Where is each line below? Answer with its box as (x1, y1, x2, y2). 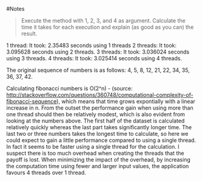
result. (21, 30, 38, 37)
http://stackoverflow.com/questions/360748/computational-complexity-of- (6, 91, 194, 98)
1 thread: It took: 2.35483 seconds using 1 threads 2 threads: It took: (6, 42, 177, 49)
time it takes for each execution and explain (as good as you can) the (21, 24, 194, 30)
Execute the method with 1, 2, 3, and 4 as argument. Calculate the (21, 17, 186, 24)
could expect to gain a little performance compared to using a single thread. (6, 137, 196, 144)
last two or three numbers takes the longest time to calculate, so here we (6, 130, 189, 137)
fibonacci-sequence (6, 98, 57, 105)
